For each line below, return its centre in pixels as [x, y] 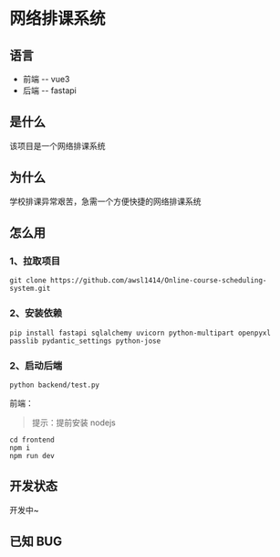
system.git [30, 289]
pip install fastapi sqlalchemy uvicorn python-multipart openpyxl [140, 333]
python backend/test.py [55, 385]
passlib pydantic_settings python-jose [85, 341]
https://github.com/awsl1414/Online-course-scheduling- [158, 281]
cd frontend [32, 440]
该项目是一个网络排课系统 [57, 145]
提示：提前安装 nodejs [73, 423]
